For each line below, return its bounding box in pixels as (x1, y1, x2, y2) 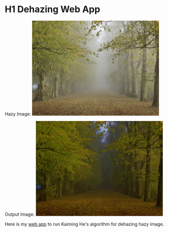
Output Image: (5, 211, 35, 217)
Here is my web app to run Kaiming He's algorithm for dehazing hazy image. (5, 221, 164, 227)
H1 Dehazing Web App (5, 4, 100, 15)
